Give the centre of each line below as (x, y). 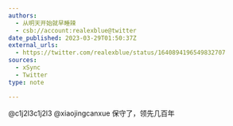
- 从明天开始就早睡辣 (46, 23)
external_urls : (33, 45)
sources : (23, 61)
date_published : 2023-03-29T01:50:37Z (72, 38)
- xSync (28, 68)
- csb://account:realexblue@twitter (76, 30)
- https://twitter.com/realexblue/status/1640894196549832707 (120, 53)
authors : (23, 16)
